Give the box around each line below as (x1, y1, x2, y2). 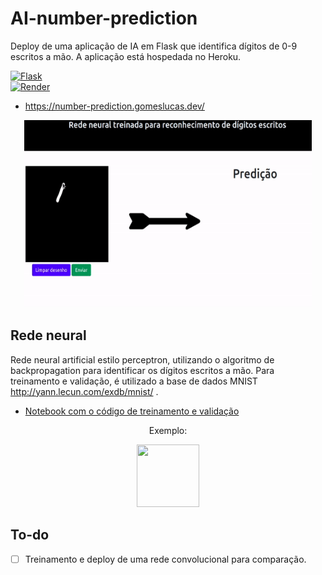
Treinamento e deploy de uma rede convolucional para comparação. (24, 553, 307, 565)
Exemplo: (148, 424, 188, 436)
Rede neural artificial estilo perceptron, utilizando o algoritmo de (10, 353, 275, 366)
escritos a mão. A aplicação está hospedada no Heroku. (10, 50, 242, 62)
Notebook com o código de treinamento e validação (24, 405, 240, 417)
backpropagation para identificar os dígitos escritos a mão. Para (10, 364, 275, 376)
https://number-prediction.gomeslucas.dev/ (24, 100, 205, 112)
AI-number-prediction (10, 7, 198, 30)
